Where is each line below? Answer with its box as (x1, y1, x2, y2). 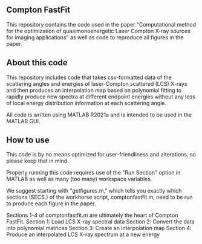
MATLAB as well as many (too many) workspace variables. (6, 175, 152, 183)
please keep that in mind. (6, 157, 70, 165)
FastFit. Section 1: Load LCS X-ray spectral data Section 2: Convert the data (6, 218, 195, 225)
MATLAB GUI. (6, 117, 41, 124)
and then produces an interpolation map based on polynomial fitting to (6, 86, 182, 94)
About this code (6, 57, 68, 68)
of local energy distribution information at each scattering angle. (6, 99, 167, 106)
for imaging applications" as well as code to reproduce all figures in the (6, 33, 184, 41)
